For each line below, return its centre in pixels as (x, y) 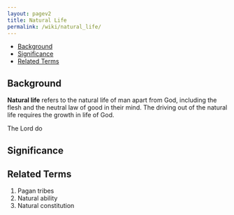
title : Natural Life (37, 20)
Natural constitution (46, 206)
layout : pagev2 (29, 14)
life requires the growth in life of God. (61, 115)
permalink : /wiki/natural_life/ (54, 27)
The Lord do (25, 128)
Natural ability (37, 198)
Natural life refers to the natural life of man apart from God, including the (112, 100)
